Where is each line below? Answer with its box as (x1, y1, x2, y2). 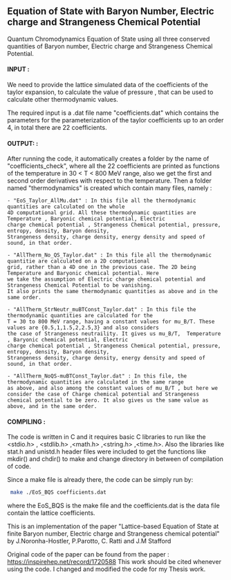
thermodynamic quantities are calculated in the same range (7, 379, 185, 386)
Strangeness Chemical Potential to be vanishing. (7, 282, 154, 289)
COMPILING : (7, 418, 46, 426)
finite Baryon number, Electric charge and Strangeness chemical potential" (7, 530, 220, 538)
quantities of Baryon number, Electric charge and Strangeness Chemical (7, 41, 213, 50)
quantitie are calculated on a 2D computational (7, 258, 150, 265)
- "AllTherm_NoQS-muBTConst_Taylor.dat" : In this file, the (7, 373, 187, 380)
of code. (7, 462, 31, 471)
